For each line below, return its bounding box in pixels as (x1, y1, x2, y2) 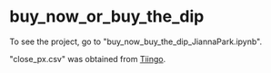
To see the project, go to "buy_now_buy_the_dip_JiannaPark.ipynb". (9, 36, 262, 47)
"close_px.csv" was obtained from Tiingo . (9, 53, 166, 64)
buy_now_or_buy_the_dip (9, 6, 205, 27)
